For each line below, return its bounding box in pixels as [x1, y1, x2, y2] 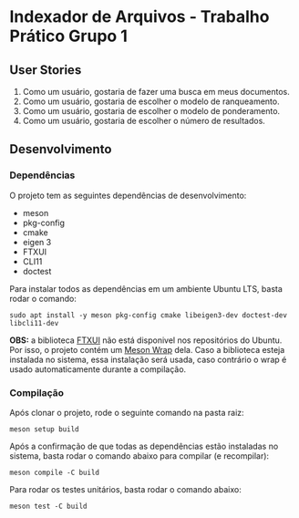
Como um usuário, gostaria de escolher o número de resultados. [22, 116, 266, 126]
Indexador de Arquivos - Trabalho [9, 6, 270, 27]
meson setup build [9, 424, 79, 434]
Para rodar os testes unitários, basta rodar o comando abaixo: [9, 483, 242, 494]
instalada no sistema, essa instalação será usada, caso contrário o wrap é [9, 354, 287, 365]
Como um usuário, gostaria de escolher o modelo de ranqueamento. [22, 96, 280, 107]
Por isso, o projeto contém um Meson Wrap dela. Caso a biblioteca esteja [9, 344, 285, 355]
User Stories [9, 62, 82, 78]
